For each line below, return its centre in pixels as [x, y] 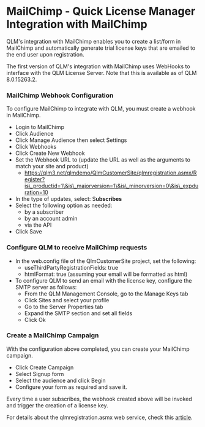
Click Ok [35, 319]
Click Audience [34, 134]
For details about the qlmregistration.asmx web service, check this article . [99, 417]
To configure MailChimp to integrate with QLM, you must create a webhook [101, 109]
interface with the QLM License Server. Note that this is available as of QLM [102, 72]
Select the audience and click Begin [60, 380]
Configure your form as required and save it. [71, 387]
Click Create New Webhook [50, 153]
